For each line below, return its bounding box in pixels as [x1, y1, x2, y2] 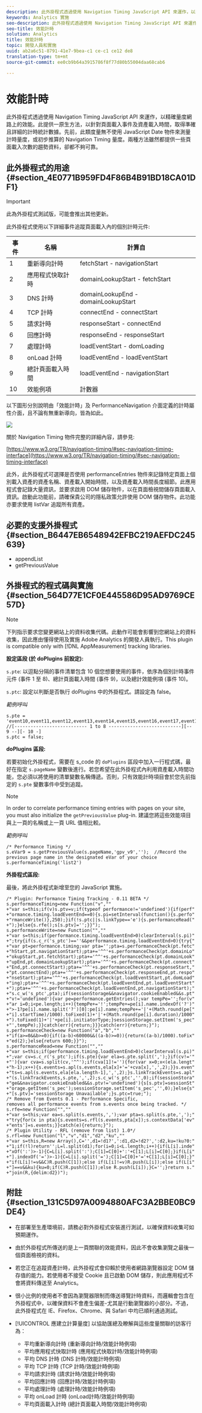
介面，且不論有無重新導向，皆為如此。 [11, 409, 106, 417]
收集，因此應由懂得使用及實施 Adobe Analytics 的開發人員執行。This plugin [6, 636, 194, 643]
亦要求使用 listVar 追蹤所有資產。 [6, 501, 88, 508]
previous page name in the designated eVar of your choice [6, 854, 158, 860]
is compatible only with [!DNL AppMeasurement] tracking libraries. [6, 642, 171, 650]
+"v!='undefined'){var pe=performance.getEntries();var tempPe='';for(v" [6, 996, 195, 1002]
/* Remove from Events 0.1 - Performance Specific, [6, 1096, 138, 1102]
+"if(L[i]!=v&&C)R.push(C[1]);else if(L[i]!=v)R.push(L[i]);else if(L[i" [6, 1159, 195, 1165]
